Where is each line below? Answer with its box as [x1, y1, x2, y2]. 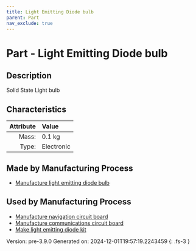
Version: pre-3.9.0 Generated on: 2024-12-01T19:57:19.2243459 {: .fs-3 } [6, 238, 191, 245]
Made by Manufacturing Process [6, 163, 133, 173]
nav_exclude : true [6, 20, 53, 26]
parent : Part [6, 15, 40, 21]
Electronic [41, 142, 71, 151]
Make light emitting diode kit [15, 225, 86, 233]
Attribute [9, 122, 37, 131]
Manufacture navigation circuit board [15, 213, 108, 220]
